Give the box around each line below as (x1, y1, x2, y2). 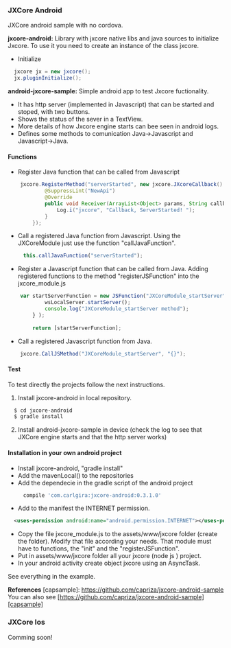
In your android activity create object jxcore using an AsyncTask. (17, 559, 201, 568)
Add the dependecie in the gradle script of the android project (17, 478, 193, 487)
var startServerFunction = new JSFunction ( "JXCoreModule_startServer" (20, 292, 226, 300)
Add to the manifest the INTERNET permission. (17, 504, 150, 513)
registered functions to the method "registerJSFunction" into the (17, 272, 199, 280)
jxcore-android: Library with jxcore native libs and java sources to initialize (8, 34, 219, 43)
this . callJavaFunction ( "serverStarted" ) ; (23, 253, 143, 259)
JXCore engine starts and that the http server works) (17, 433, 167, 441)
